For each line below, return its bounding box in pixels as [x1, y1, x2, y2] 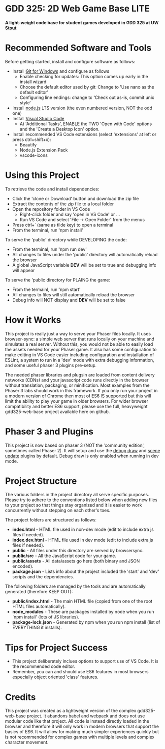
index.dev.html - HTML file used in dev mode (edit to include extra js [12, 537, 154, 543]
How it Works [5, 314, 62, 326]
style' [19, 99, 31, 105]
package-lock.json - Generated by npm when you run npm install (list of [12, 619, 160, 625]
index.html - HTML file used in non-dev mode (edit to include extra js [12, 526, 154, 532]
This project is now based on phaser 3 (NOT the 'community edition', [5, 442, 145, 448]
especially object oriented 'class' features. [12, 674, 99, 680]
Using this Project [5, 169, 80, 181]
